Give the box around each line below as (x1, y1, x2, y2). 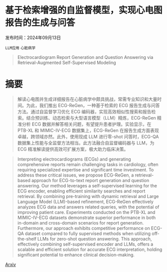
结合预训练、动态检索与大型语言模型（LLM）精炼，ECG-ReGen (26, 114, 156, 120)
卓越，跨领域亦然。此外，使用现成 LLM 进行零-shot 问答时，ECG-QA (17, 133, 159, 139)
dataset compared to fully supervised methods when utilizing (24, 230, 151, 236)
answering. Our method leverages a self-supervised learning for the (17, 182, 158, 188)
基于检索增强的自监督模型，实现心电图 (5, 4, 163, 16)
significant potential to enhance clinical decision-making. (17, 251, 135, 257)
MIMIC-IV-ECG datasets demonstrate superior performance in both (17, 214, 156, 220)
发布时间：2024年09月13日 (5, 34, 61, 40)
